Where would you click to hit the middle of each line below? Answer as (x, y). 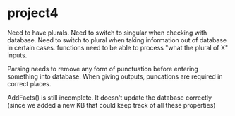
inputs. (17, 55)
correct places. (29, 83)
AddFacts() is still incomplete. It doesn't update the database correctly (110, 98)
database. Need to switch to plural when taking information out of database (117, 40)
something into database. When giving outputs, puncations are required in (115, 76)
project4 (33, 13)
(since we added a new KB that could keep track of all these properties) (112, 105)
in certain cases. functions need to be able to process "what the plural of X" (117, 47)
